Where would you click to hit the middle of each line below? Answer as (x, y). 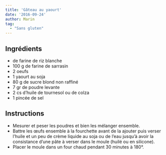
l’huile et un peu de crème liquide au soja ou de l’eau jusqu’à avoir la (83, 136)
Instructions (25, 114)
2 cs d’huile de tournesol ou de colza (51, 92)
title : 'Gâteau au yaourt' (33, 10)
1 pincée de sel (28, 97)
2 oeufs (20, 71)
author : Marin (20, 19)
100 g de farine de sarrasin (40, 66)
